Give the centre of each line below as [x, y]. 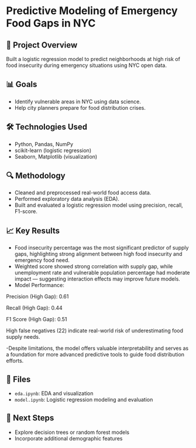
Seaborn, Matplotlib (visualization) [56, 156]
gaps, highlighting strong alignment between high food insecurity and [98, 254]
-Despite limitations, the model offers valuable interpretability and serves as [97, 348]
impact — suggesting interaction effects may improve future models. [97, 279]
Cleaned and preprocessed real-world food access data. [83, 193]
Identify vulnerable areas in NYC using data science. [78, 102]
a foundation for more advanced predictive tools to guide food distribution [95, 355]
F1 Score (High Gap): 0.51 [37, 319]
